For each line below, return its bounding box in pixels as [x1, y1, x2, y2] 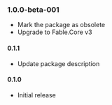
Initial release [17, 90, 56, 99]
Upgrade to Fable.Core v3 [17, 28, 92, 36]
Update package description [17, 59, 100, 67]
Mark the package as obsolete [17, 21, 106, 29]
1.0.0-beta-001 [7, 5, 59, 15]
